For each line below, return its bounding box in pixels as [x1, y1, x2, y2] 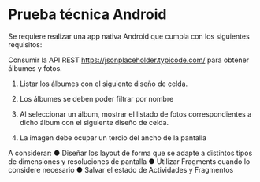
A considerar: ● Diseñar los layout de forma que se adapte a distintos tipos [8, 148, 253, 158]
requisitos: [8, 39, 43, 49]
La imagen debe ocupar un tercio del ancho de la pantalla [19, 132, 207, 143]
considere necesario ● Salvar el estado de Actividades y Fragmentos [8, 165, 234, 174]
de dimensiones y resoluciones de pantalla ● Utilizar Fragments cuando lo [8, 156, 251, 166]
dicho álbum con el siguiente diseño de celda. [19, 117, 169, 127]
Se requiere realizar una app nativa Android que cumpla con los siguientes [8, 32, 250, 41]
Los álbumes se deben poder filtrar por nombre [19, 94, 174, 103]
